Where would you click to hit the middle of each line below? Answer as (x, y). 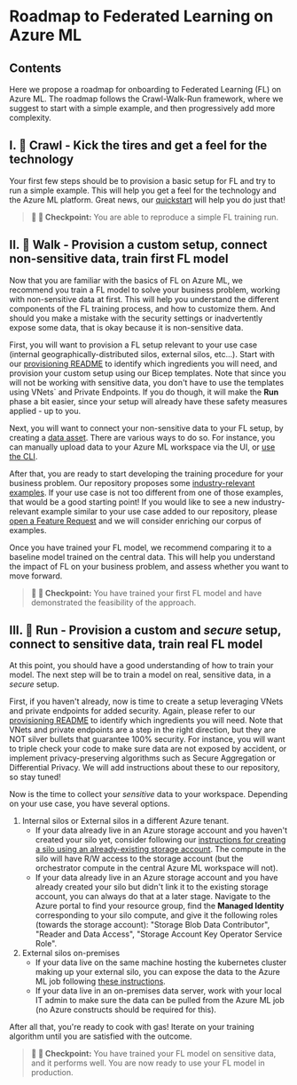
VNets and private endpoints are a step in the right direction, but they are (143, 730)
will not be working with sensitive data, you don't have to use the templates (147, 382)
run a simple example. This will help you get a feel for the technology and (143, 190)
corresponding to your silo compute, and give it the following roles (156, 915)
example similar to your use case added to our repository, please (159, 511)
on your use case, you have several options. (90, 804)
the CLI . (23, 456)
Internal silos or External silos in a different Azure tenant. (125, 821)
